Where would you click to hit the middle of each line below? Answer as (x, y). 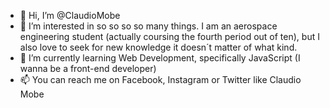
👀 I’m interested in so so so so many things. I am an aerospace (148, 26)
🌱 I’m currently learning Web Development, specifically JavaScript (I (160, 58)
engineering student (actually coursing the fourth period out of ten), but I (169, 36)
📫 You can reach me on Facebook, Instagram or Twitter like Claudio (160, 79)
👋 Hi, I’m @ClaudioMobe (70, 15)
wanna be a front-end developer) (88, 68)
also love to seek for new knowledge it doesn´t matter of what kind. (158, 47)
